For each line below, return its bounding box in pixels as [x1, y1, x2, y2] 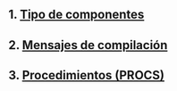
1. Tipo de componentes [8, 7, 145, 22]
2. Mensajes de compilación [8, 37, 168, 53]
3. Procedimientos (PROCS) [8, 68, 165, 83]
